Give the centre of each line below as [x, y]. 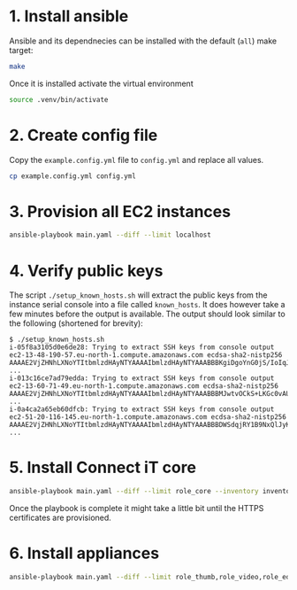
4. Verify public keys [86, 271]
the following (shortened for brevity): [76, 323]
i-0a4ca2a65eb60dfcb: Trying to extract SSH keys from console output [142, 409]
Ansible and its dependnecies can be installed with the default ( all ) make [143, 41]
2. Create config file [84, 135]
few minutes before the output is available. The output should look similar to [147, 314]
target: [21, 50]
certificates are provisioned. [61, 518]
